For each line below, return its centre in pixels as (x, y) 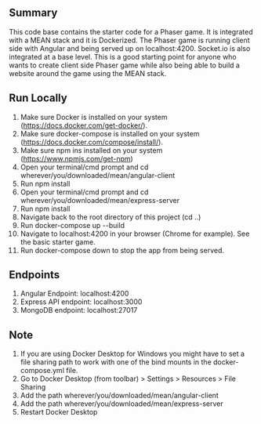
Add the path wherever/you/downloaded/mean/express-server (121, 404)
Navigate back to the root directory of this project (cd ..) (111, 217)
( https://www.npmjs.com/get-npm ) (77, 158)
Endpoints (34, 275)
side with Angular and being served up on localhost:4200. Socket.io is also (130, 48)
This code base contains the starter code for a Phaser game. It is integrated (131, 31)
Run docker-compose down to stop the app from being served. (122, 250)
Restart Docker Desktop (59, 412)
